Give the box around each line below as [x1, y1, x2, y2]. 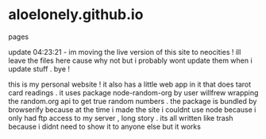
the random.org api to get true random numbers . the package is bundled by [8, 96, 257, 106]
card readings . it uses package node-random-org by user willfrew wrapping [8, 87, 259, 97]
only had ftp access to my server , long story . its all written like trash [8, 113, 233, 122]
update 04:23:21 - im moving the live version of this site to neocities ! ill [8, 47, 241, 56]
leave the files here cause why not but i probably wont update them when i [8, 56, 253, 65]
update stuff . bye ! [8, 64, 70, 73]
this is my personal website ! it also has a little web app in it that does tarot [8, 79, 252, 89]
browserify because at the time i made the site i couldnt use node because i [8, 105, 256, 114]
